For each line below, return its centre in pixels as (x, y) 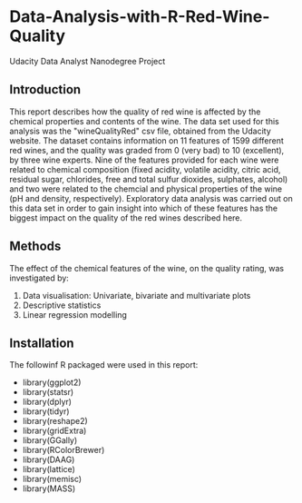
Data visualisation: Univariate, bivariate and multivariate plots (136, 295)
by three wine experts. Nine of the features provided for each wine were (144, 160)
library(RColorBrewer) (63, 450)
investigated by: (39, 278)
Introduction (45, 89)
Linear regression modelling (74, 314)
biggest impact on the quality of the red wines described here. (126, 217)
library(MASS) (49, 488)
